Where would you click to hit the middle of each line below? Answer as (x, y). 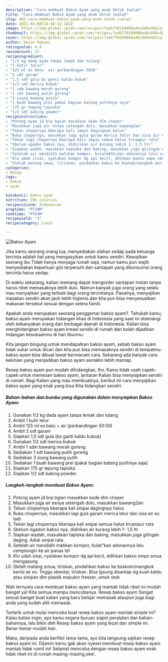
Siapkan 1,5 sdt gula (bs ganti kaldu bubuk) (57, 436)
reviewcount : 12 (22, 51)
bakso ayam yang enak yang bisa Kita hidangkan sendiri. (64, 386)
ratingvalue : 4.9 (24, 47)
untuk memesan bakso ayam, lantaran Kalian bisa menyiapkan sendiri (91, 375)
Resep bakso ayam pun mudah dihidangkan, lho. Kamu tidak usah (73, 370)
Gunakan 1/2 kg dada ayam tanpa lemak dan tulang (66, 415)
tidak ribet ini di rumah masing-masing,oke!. (51, 654)
